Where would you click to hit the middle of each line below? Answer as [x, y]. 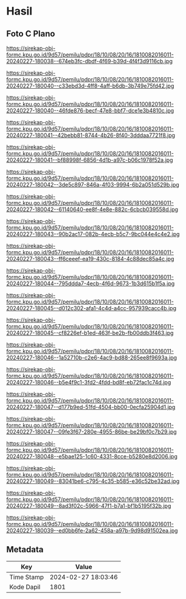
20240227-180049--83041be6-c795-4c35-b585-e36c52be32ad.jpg [93, 481]
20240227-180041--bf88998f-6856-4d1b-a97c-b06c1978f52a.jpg [90, 160]
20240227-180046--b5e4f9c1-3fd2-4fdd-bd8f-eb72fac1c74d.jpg [89, 382]
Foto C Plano [31, 34]
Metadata [25, 549]
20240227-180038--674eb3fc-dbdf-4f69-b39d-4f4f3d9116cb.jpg [90, 61]
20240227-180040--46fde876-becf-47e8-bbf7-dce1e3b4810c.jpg [90, 110]
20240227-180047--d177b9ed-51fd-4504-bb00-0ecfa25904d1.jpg [91, 407]
